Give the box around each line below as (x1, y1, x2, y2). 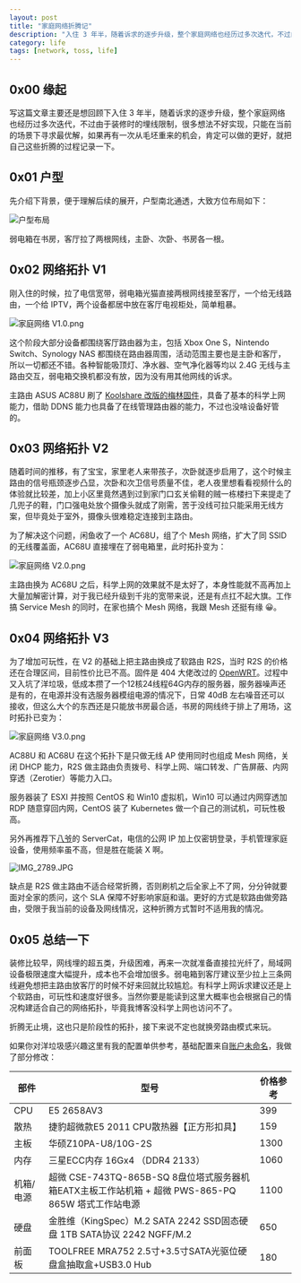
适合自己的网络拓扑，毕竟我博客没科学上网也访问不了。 (32, 1002, 237, 1013)
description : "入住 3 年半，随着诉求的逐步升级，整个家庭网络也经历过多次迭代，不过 (9, 30, 291, 39)
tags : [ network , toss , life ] (9, 47, 118, 56)
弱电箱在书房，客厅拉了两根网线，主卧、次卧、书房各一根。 (9, 233, 229, 244)
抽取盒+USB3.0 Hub (65, 1259, 152, 1270)
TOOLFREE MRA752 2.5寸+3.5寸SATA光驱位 (47, 1245, 239, 1257)
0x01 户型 (9, 169, 64, 185)
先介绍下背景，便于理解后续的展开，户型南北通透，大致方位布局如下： (9, 195, 269, 206)
